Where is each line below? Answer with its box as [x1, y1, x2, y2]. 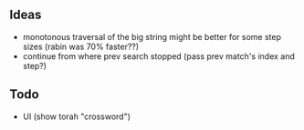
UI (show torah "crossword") [22, 111, 131, 122]
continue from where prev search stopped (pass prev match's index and [22, 50, 295, 62]
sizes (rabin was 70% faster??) [22, 41, 140, 52]
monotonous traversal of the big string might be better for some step [22, 31, 281, 42]
